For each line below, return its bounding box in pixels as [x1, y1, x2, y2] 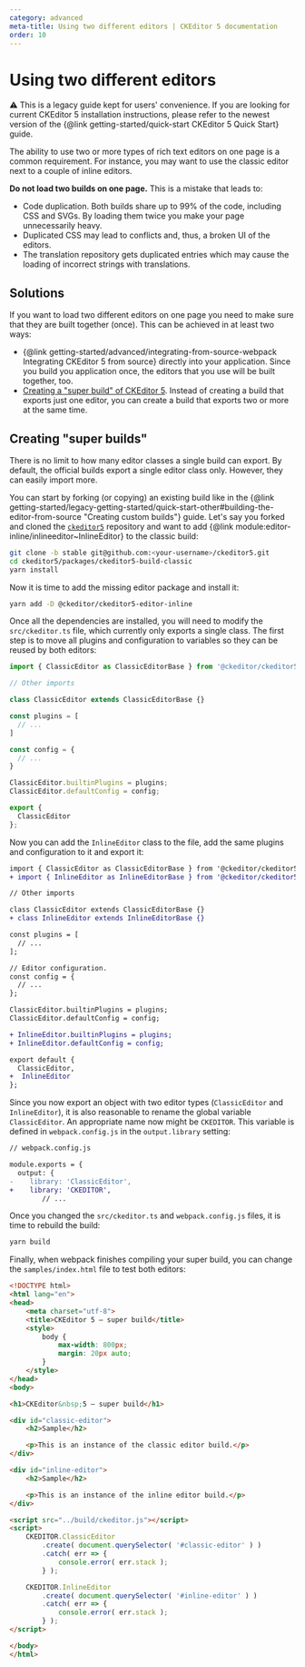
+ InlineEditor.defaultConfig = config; [9, 1039, 165, 1048]
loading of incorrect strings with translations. [22, 259, 191, 269]
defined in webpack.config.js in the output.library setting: [9, 1126, 231, 1137]
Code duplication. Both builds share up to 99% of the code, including [22, 201, 281, 212]
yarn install [9, 565, 59, 574]
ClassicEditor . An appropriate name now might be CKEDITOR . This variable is [9, 1116, 295, 1127]
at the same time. [22, 404, 88, 415]
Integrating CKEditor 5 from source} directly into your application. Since [22, 356, 291, 367]
